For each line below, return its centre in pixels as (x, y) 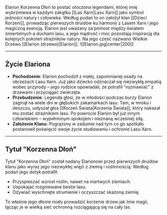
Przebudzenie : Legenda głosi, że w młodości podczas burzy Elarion (82, 97)
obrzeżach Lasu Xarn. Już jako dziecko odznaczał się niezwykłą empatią (87, 81)
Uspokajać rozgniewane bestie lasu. (49, 187)
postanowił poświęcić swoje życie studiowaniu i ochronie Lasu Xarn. (82, 129)
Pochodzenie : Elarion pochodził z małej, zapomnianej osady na (77, 76)
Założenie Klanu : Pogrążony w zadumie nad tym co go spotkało (78, 124)
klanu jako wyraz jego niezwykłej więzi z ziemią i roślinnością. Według (77, 166)
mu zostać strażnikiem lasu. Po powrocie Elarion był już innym (76, 113)
